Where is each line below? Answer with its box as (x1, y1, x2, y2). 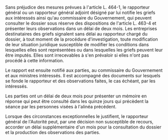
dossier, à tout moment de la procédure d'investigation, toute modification (5, 36, 158, 42)
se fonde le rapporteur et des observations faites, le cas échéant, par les (5, 78, 155, 84)
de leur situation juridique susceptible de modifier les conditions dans (5, 42, 149, 47)
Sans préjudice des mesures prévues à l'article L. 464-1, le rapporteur (5, 5, 150, 10)
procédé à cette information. (5, 58, 64, 63)
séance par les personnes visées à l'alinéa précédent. (5, 104, 117, 109)
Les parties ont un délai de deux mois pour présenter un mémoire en (5, 93, 147, 99)
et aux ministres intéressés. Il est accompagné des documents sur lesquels (5, 73, 160, 78)
